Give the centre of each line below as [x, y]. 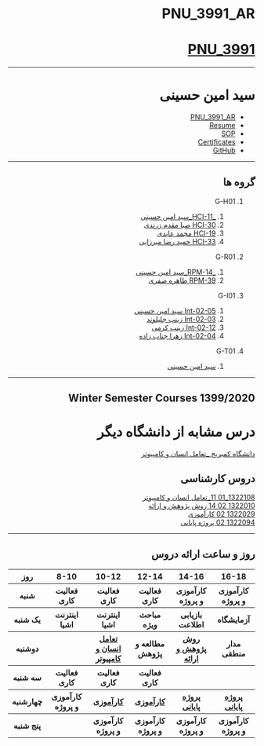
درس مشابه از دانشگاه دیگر [176, 432]
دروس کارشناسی [217, 479]
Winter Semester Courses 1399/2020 [161, 399]
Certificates [217, 142]
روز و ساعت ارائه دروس [203, 554]
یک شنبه [27, 620]
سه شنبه [27, 678]
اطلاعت [191, 624]
